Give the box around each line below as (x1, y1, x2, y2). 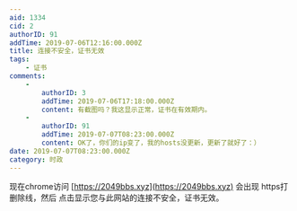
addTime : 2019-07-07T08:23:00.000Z (41, 130, 175, 139)
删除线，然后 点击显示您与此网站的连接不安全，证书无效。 (9, 192, 224, 203)
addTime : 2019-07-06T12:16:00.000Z (9, 38, 143, 48)
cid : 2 (9, 22, 34, 31)
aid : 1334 (9, 13, 47, 22)
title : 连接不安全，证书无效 (9, 47, 105, 56)
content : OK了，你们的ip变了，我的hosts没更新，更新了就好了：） (41, 138, 261, 147)
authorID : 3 (41, 88, 87, 97)
